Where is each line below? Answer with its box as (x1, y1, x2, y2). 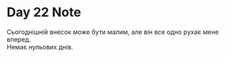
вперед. (6, 35, 31, 43)
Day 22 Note (6, 4, 81, 21)
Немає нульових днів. (6, 42, 73, 51)
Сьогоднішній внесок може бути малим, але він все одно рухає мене (6, 28, 219, 36)
